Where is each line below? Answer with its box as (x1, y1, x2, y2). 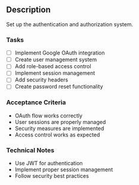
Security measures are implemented (14, 125, 104, 132)
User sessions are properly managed (14, 118, 106, 125)
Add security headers (14, 76, 69, 83)
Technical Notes (6, 146, 55, 154)
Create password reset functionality (14, 83, 103, 90)
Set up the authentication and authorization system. (6, 20, 133, 28)
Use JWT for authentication (14, 160, 83, 167)
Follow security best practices (14, 172, 89, 180)
